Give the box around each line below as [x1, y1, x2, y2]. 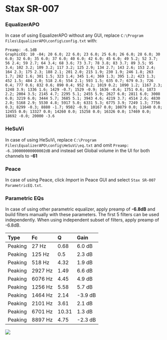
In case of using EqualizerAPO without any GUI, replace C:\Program [5, 32, 144, 38]
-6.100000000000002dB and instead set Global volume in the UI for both [5, 147, 150, 154]
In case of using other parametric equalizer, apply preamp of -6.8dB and [5, 206, 155, 212]
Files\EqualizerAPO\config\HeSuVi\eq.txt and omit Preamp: [5, 142, 129, 148]
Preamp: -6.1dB [5, 47, 37, 53]
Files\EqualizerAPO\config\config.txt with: [5, 38, 98, 44]
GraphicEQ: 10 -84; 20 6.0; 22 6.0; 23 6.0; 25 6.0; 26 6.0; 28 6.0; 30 [5, 52, 160, 57]
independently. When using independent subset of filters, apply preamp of [5, 217, 159, 223]
